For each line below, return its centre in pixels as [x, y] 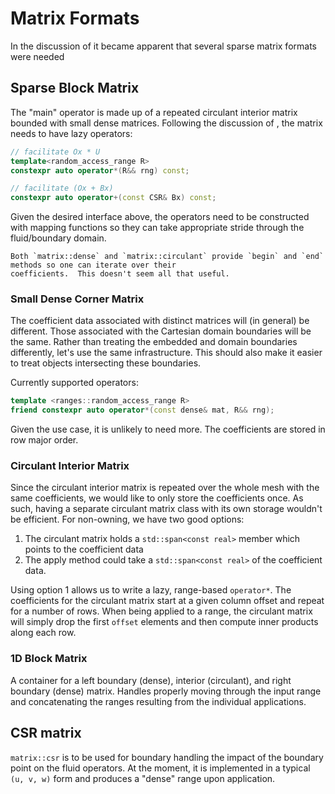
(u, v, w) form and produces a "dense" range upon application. [143, 778]
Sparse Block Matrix [75, 88]
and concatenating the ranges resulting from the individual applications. [158, 701]
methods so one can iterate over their [93, 265]
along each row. [43, 633]
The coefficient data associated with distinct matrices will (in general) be [160, 321]
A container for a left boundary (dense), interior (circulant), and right [151, 680]
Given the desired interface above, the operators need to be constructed [160, 217]
